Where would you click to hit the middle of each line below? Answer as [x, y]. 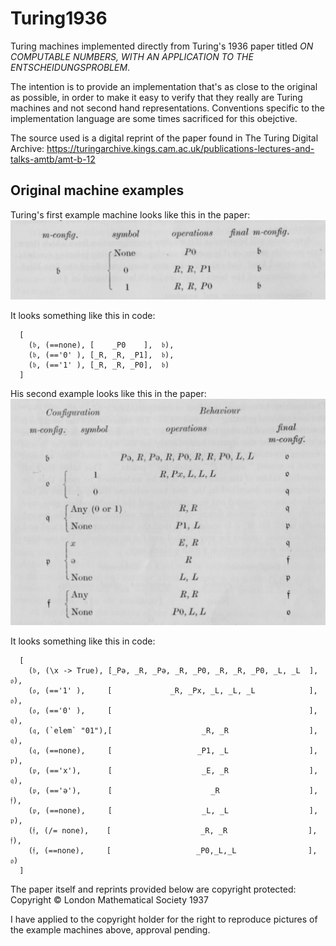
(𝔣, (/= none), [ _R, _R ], [173, 830]
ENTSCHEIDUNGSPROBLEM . [70, 67]
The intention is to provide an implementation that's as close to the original [164, 86]
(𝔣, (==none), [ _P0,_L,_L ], [173, 850]
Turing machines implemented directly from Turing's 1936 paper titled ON [162, 46]
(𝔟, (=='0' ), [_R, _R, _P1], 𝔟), [101, 355]
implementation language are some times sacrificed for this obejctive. [154, 118]
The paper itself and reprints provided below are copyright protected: [153, 889]
